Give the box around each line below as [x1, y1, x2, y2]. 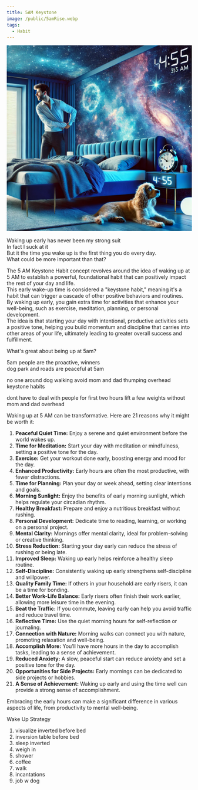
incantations [15, 771, 46, 778]
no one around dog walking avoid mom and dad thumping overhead [6, 377, 171, 384]
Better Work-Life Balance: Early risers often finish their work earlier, [15, 592, 181, 600]
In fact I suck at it [6, 243, 49, 251]
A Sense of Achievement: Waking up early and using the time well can [15, 680, 187, 687]
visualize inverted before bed [15, 727, 86, 734]
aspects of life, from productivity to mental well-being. [6, 705, 139, 712]
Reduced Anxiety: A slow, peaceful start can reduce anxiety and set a [15, 655, 186, 663]
